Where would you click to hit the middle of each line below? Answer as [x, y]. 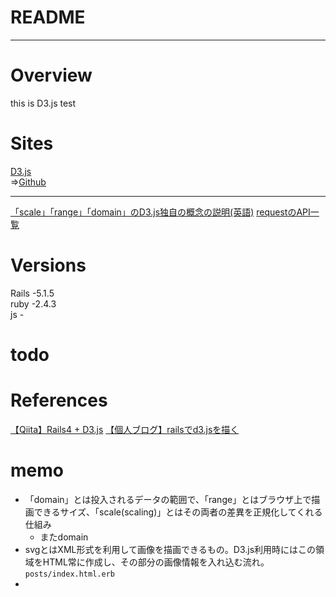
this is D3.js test [43, 103]
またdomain [64, 537]
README [48, 17]
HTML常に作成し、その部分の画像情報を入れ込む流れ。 [156, 562]
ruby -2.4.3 [33, 303]
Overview [51, 75]
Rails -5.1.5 [32, 293]
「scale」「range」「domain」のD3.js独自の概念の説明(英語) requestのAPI [160, 212]
